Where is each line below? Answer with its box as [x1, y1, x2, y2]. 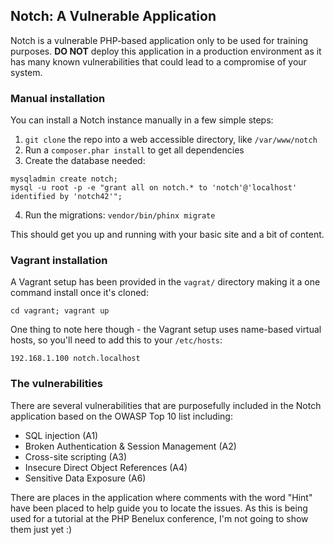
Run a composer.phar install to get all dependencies [24, 144, 245, 156]
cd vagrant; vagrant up [10, 306, 110, 316]
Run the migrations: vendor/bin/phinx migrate [24, 209, 216, 221]
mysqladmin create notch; [10, 174, 118, 184]
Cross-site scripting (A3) [24, 450, 128, 463]
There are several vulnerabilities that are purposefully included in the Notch [10, 399, 322, 411]
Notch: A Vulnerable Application [10, 8, 217, 25]
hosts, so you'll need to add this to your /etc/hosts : [10, 334, 223, 346]
